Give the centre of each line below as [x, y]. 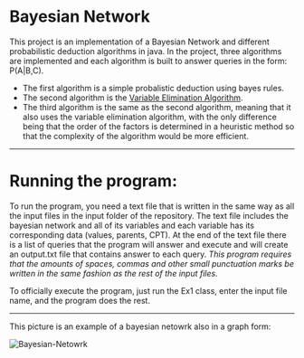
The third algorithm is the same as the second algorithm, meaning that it [157, 107]
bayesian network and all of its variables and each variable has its [132, 225]
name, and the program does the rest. [80, 300]
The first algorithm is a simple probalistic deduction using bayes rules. [153, 88]
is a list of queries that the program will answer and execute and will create [149, 244]
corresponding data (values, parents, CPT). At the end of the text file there [148, 235]
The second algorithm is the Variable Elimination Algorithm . [133, 98]
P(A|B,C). [27, 71]
